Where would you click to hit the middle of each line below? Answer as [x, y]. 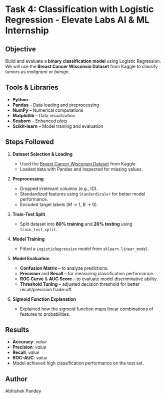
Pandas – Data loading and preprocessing [55, 105]
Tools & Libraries [32, 87]
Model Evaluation [31, 258]
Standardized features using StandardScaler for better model [82, 193]
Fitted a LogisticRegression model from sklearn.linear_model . [84, 249]
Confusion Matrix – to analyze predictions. [64, 268]
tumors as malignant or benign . [37, 72]
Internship [27, 31]
